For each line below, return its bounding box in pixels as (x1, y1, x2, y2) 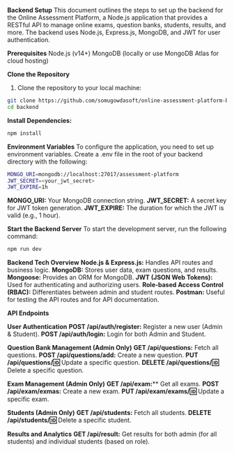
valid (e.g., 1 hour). (7, 211, 61, 219)
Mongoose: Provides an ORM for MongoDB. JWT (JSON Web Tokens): (7, 273, 213, 282)
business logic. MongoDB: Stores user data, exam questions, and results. (7, 265, 218, 275)
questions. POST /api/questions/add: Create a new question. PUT (7, 351, 198, 359)
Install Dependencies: (7, 116, 72, 124)
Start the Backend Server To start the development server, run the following (7, 225, 227, 233)
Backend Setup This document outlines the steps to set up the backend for (7, 6, 224, 14)
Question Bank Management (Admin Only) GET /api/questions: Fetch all (7, 344, 219, 352)
